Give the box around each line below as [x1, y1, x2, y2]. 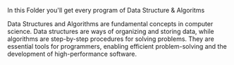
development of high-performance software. [7, 49, 137, 58]
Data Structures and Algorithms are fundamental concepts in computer [7, 20, 214, 28]
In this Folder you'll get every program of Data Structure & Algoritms [7, 6, 205, 14]
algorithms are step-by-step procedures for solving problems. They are [7, 35, 215, 43]
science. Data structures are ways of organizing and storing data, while [7, 28, 214, 35]
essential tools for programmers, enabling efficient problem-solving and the [7, 42, 227, 50]
